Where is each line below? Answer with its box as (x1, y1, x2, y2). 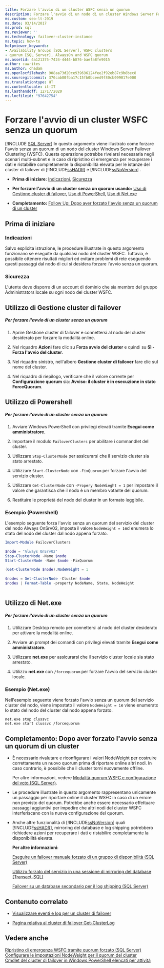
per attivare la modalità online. (12, 630, 73, 636)
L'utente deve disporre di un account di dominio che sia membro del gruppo (5, 284, 158, 290)
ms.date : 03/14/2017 (5, 20, 47, 26)
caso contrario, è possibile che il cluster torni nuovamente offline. (12, 766, 144, 771)
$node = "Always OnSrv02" (5, 549, 58, 554)
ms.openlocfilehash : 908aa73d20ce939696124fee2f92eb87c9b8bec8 (5, 71, 137, 76)
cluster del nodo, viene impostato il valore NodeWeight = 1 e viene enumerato (5, 702, 159, 708)
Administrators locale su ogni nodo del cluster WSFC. (5, 289, 113, 295)
